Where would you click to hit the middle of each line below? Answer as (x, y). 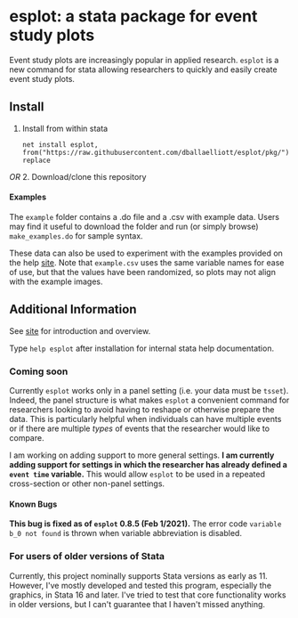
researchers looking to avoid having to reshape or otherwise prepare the (142, 410)
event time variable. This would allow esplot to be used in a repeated (137, 475)
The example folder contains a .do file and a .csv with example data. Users (145, 216)
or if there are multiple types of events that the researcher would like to (139, 428)
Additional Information (73, 309)
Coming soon (39, 371)
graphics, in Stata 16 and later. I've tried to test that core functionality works (148, 595)
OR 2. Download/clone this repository (78, 176)
